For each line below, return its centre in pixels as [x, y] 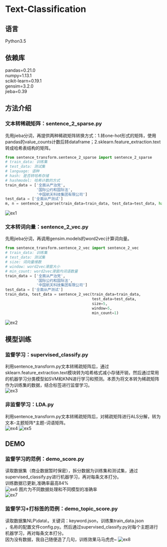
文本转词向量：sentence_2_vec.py [47, 227]
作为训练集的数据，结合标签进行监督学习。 [49, 385]
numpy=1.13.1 [18, 75]
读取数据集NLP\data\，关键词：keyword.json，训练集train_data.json [75, 521]
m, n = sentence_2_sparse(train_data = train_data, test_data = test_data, [81, 204]
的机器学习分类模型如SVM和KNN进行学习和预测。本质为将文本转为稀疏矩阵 [82, 379]
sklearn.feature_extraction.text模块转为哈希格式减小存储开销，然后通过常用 [82, 373]
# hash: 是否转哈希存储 [27, 176]
